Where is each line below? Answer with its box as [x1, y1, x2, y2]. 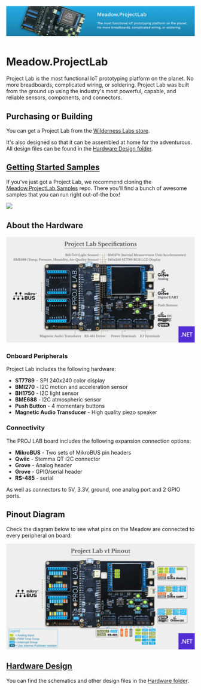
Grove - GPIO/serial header [14, 468, 83, 475]
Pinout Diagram [6, 510, 65, 520]
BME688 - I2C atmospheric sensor [14, 396, 102, 403]
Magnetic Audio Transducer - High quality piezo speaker [14, 409, 157, 416]
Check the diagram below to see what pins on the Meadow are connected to [6, 525, 195, 532]
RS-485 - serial [14, 474, 54, 482]
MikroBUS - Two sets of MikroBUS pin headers [14, 449, 132, 456]
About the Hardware [6, 220, 84, 231]
